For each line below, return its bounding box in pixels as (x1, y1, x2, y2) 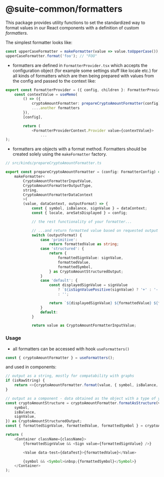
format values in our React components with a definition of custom (5, 24, 139, 30)
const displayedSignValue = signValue (49, 283, 128, 288)
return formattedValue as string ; (49, 242, 119, 247)
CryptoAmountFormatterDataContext (23, 192, 93, 197)
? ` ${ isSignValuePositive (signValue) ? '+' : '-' (57, 287, 161, 292)
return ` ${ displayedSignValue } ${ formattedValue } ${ (49, 300, 159, 305)
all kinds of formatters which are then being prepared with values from (12, 72, 154, 79)
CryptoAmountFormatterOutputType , (23, 183, 93, 188)
